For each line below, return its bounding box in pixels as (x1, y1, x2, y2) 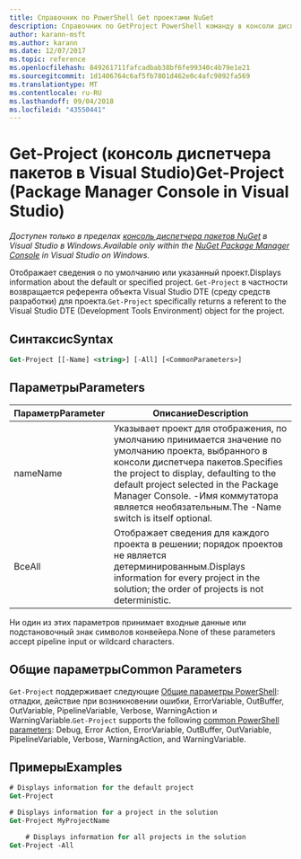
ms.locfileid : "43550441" (9, 105, 106, 114)
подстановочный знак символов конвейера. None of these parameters (9, 626, 276, 637)
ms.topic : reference (9, 55, 87, 64)
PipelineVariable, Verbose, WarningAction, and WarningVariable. (9, 733, 246, 744)
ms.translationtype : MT (9, 80, 99, 89)
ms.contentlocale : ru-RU (9, 88, 102, 97)
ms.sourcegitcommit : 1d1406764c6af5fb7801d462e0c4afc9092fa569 (9, 72, 251, 81)
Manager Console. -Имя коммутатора (113, 489, 279, 501)
